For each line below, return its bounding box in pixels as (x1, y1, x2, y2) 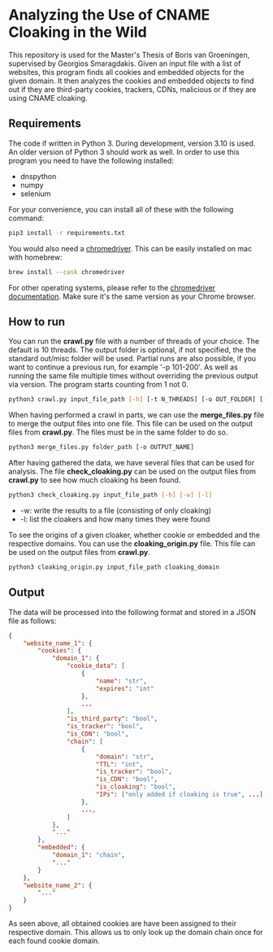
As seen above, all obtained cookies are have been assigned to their (8, 919, 237, 928)
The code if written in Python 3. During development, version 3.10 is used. (8, 138, 256, 148)
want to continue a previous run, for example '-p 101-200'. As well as (8, 362, 238, 372)
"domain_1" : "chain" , (51, 851, 126, 859)
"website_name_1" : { (23, 639, 93, 648)
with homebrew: (8, 252, 63, 262)
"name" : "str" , (95, 677, 148, 685)
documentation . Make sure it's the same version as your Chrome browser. (8, 291, 256, 301)
